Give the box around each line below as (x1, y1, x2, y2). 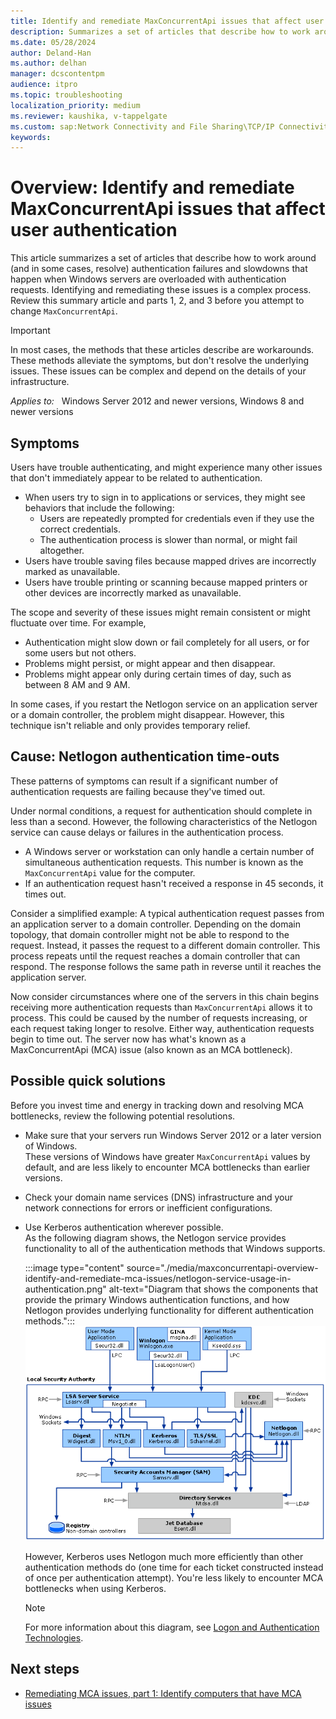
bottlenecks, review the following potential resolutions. (10, 1110, 236, 1122)
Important (10, 325, 51, 337)
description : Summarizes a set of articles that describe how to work (10, 26, 311, 37)
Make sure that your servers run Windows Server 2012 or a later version (24, 1129, 322, 1141)
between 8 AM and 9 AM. (24, 679, 131, 690)
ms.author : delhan (10, 58, 87, 69)
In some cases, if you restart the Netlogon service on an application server (10, 698, 318, 710)
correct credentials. (39, 523, 122, 535)
